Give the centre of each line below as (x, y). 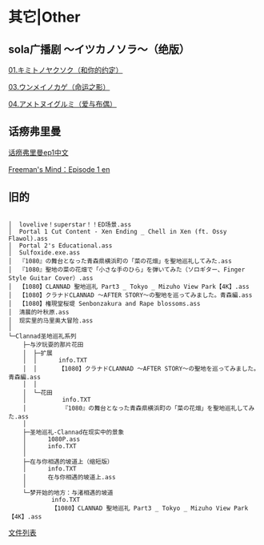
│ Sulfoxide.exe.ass (44, 252)
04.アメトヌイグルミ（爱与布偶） (63, 104)
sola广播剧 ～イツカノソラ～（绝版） (99, 49)
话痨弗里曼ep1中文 (38, 152)
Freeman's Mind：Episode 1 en (59, 169)
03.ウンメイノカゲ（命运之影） (59, 87)
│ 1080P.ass (52, 439)
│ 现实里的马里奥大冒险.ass (51, 321)
